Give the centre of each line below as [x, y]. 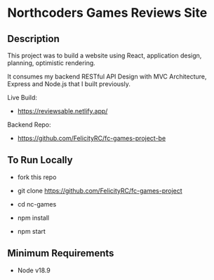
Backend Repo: [29, 125]
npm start [31, 231]
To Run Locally [40, 160]
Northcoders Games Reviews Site [107, 13]
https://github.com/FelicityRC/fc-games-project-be [92, 138]
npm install [33, 218]
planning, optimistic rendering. [52, 63]
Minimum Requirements [61, 253]
